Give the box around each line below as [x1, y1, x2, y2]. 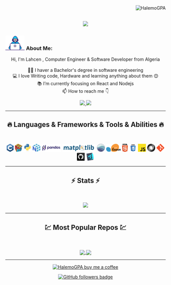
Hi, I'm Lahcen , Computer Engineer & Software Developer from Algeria [11, 56, 160, 63]
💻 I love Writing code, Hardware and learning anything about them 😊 [12, 73, 159, 79]
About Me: [26, 45, 53, 52]
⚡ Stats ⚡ [71, 176, 100, 185]
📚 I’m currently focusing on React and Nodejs [37, 81, 134, 87]
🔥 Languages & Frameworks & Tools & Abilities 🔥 [7, 120, 164, 129]
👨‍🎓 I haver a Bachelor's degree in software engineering [27, 67, 144, 73]
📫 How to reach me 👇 [62, 88, 109, 94]
